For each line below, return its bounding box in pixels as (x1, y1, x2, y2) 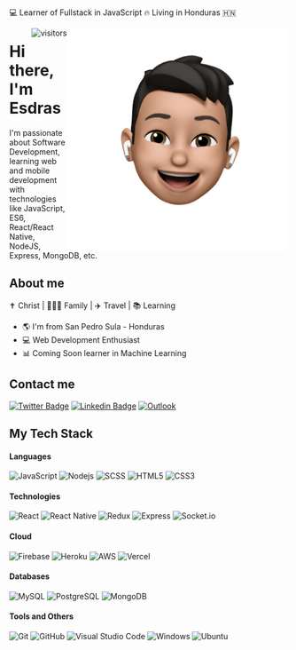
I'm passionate (9, 127, 64, 138)
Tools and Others (9, 611, 74, 622)
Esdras (9, 99, 62, 118)
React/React (9, 221, 55, 233)
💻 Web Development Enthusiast (21, 334, 140, 345)
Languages (9, 451, 51, 462)
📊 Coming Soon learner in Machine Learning (21, 347, 187, 358)
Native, (9, 231, 35, 242)
